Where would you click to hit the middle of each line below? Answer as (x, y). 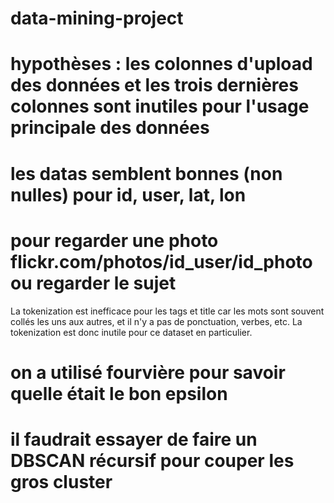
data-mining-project (97, 18)
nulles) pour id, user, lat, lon (128, 194)
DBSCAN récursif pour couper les (152, 460)
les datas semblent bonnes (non (146, 173)
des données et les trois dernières (154, 85)
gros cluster (61, 481)
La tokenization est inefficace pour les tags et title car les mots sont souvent (167, 311)
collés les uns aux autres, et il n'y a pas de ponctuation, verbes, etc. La (156, 321)
